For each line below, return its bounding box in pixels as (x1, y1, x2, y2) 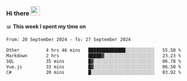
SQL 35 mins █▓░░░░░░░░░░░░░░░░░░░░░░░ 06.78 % (6, 58, 182, 64)
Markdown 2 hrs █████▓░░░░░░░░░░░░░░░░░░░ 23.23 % (6, 53, 182, 59)
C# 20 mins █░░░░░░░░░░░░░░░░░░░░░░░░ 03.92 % (6, 69, 182, 75)
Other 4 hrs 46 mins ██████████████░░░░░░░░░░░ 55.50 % (6, 47, 182, 53)
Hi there (6, 9, 30, 17)
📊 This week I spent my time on (6, 23, 86, 30)
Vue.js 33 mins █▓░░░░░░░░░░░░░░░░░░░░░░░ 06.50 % (6, 64, 182, 70)
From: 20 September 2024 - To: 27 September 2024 (6, 37, 131, 43)
